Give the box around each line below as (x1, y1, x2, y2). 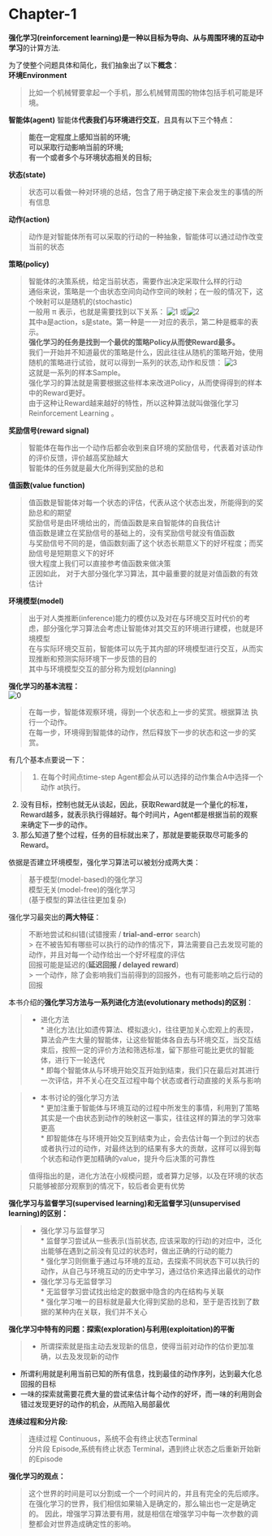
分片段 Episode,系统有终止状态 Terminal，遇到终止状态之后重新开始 (28, 1443, 254, 1453)
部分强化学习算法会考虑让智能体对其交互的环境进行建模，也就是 (42, 623, 257, 633)
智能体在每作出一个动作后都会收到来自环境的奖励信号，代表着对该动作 (28, 442, 264, 452)
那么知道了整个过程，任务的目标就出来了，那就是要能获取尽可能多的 (19, 830, 248, 839)
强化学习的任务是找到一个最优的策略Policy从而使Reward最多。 (28, 337, 240, 347)
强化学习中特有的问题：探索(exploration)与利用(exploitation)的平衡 (8, 1324, 235, 1334)
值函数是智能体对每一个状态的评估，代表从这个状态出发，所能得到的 (28, 497, 257, 507)
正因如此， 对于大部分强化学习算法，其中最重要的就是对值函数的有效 (28, 568, 258, 578)
